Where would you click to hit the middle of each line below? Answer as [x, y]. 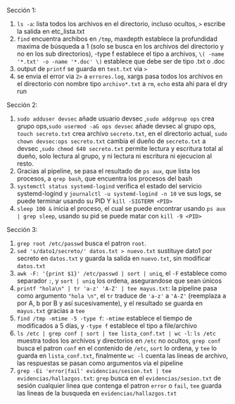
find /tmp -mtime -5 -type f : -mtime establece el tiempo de [104, 318]
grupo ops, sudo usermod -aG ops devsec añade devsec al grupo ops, [116, 126]
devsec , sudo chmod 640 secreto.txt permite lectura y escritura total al [120, 148]
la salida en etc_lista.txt [51, 31]
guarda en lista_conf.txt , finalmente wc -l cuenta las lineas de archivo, [122, 356]
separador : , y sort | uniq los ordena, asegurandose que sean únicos [119, 281]
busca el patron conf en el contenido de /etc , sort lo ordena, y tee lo [117, 348]
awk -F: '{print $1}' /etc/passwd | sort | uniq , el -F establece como [122, 273]
